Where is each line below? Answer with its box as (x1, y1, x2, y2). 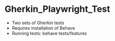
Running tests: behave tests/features (11, 30, 87, 36)
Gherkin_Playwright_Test (4, 3, 111, 15)
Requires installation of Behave (11, 25, 75, 31)
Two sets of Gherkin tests (11, 20, 64, 26)
